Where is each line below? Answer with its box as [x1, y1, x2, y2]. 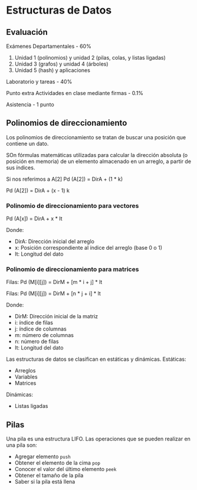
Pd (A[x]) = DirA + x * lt [6, 215, 63, 222]
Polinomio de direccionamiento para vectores [6, 201, 139, 210]
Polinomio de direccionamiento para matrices [6, 265, 139, 273]
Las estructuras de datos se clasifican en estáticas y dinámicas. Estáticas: [6, 355, 187, 363]
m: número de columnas [14, 332, 74, 339]
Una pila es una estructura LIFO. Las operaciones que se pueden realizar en [6, 435, 191, 443]
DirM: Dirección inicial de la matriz [14, 313, 98, 320]
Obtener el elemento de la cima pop [14, 459, 100, 466]
